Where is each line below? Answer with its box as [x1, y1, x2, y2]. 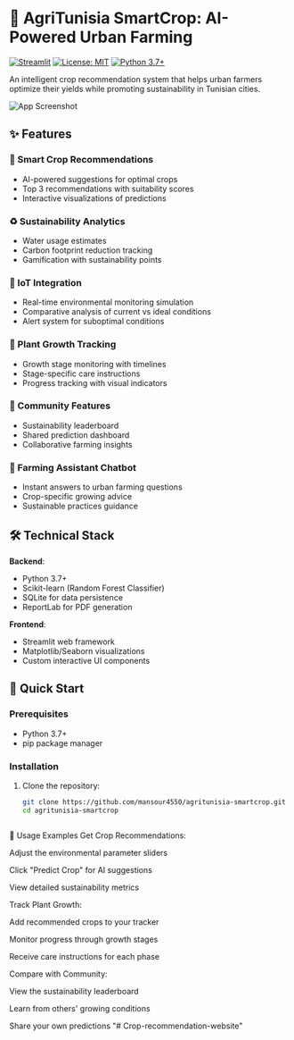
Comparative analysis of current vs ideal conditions [21, 306, 212, 317]
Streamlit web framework [21, 636, 116, 647]
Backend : [9, 556, 45, 566]
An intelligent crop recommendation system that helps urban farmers [9, 73, 263, 84]
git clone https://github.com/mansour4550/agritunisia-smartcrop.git [21, 797, 287, 807]
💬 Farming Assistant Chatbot [9, 461, 136, 474]
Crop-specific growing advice [21, 491, 132, 502]
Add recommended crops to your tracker [9, 916, 159, 927]
